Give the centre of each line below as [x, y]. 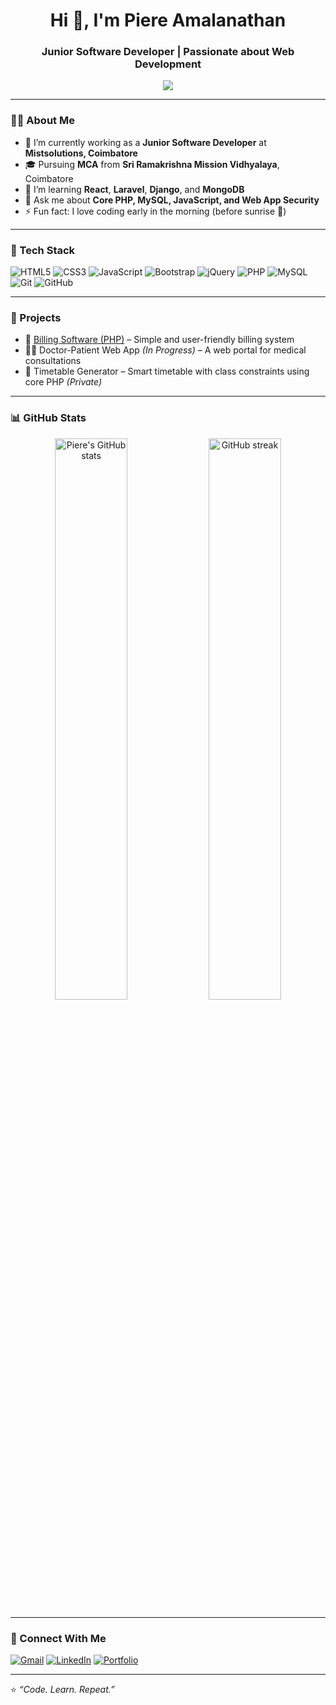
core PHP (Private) [63, 382]
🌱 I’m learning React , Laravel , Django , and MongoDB [134, 189]
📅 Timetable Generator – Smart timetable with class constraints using [167, 371]
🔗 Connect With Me [58, 1638]
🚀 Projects [36, 317]
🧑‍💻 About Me [42, 121]
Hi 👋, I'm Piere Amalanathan [168, 20]
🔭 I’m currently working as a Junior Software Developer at [145, 142]
